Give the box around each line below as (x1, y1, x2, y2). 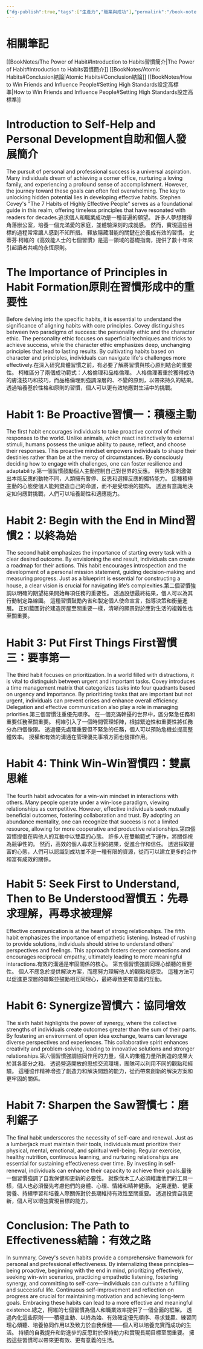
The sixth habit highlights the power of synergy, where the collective (6, 1020, 177, 1027)
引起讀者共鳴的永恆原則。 (6, 243, 70, 251)
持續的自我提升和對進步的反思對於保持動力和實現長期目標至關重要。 (18, 1328, 188, 1336)
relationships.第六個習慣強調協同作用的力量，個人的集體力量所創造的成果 (6, 1052, 188, 1060)
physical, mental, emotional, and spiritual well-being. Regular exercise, (6, 1147, 182, 1154)
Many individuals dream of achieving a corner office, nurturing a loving (6, 174, 183, 182)
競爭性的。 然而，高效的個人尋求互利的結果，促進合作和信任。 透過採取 (11, 840, 189, 848)
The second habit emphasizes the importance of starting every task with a (6, 549, 192, 556)
